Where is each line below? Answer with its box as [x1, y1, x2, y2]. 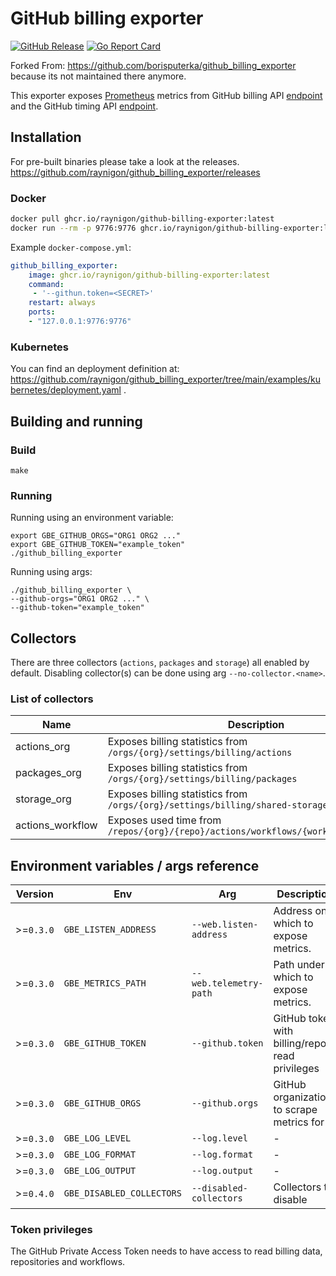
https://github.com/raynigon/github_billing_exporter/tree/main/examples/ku [10, 373, 321, 386]
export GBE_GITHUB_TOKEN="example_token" [10, 540, 186, 550]
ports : [28, 307, 56, 317]
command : [28, 279, 65, 289]
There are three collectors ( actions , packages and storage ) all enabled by [10, 657, 310, 669]
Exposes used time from [107, 813, 222, 827]
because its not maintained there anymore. [10, 70, 187, 82]
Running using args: [10, 566, 93, 578]
